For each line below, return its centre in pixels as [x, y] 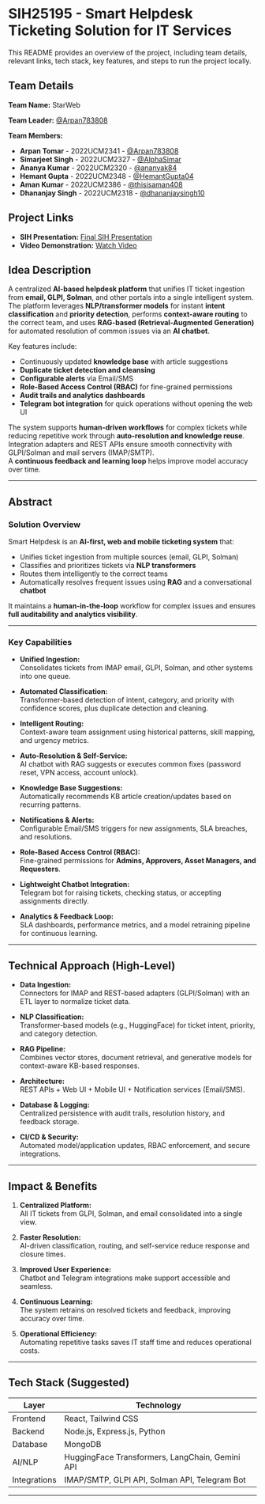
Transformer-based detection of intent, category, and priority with [127, 700]
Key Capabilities [40, 642]
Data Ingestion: [45, 985]
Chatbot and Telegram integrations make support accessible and [125, 1278]
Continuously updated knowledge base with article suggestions [124, 362]
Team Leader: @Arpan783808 [58, 120]
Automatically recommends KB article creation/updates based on [125, 797]
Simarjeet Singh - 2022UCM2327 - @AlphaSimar [100, 159]
